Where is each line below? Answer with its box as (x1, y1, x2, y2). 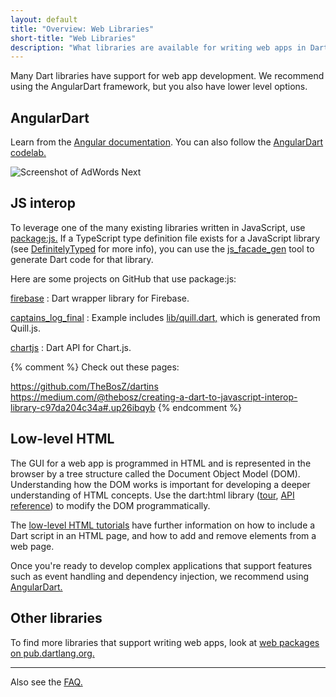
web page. (10, 540, 55, 552)
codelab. (10, 147, 47, 159)
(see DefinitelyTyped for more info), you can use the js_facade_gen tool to (10, 242, 315, 255)
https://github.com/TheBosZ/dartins (10, 380, 159, 392)
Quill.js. (10, 322, 42, 334)
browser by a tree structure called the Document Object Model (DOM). (10, 467, 301, 480)
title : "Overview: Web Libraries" (10, 24, 155, 34)
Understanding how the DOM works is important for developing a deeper (10, 478, 311, 490)
